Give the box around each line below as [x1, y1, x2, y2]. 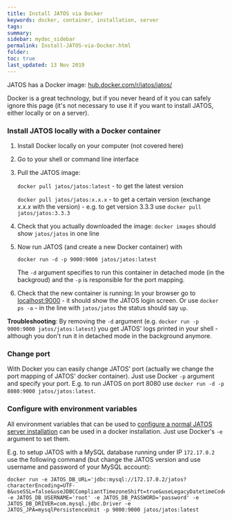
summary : [7, 29, 32, 37]
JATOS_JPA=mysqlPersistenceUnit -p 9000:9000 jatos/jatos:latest [7, 506, 199, 513]
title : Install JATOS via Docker [7, 10, 104, 17]
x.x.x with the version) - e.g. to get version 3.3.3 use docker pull [17, 202, 202, 211]
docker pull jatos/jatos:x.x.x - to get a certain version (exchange [17, 195, 211, 203]
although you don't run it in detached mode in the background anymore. [7, 331, 212, 340]
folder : [7, 49, 30, 56]
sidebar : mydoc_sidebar [7, 36, 76, 43]
